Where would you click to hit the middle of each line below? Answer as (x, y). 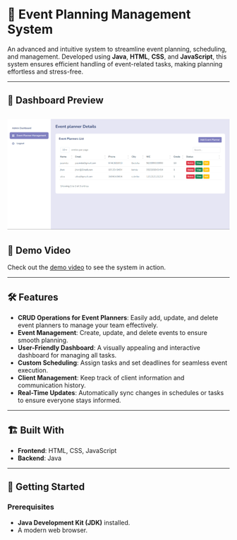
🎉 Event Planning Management (99, 14)
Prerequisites (31, 507)
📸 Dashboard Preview (55, 101)
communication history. (51, 385)
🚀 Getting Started (46, 487)
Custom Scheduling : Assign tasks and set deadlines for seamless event (122, 363)
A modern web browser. (53, 530)
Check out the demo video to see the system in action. (87, 267)
